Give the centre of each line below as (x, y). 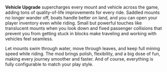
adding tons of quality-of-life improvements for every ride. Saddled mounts (82, 12)
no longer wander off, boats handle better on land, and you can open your (81, 18)
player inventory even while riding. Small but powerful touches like (74, 23)
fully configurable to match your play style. (49, 64)
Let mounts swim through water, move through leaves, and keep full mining (82, 48)
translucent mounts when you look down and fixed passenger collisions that (84, 28)
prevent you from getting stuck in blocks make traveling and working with (81, 34)
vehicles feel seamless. (29, 39)
